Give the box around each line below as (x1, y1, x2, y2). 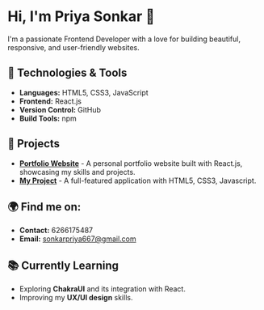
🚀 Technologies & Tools (7, 66, 128, 80)
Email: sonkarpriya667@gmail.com (19, 234, 136, 244)
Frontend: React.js (19, 96, 82, 106)
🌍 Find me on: (7, 200, 82, 214)
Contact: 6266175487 (19, 226, 94, 236)
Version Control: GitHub (19, 104, 102, 114)
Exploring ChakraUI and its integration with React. (19, 284, 186, 294)
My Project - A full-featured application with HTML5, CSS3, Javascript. (19, 176, 257, 185)
